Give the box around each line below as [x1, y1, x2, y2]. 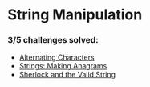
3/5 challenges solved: [7, 35, 99, 46]
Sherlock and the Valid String [18, 70, 116, 80]
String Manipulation [7, 6, 143, 24]
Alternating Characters [18, 52, 95, 62]
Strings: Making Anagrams [18, 61, 107, 71]
